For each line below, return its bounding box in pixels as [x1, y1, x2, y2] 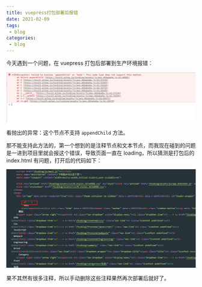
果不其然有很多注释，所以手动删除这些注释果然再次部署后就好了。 [6, 274, 170, 282]
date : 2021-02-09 [6, 16, 50, 22]
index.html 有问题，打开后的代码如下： [6, 156, 102, 164]
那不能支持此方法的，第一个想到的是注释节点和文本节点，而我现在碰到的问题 [6, 141, 196, 149]
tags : [6, 22, 20, 28]
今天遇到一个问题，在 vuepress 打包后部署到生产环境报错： [6, 60, 153, 66]
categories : [6, 35, 36, 42]
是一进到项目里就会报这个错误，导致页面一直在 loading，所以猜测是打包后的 [6, 149, 195, 156]
